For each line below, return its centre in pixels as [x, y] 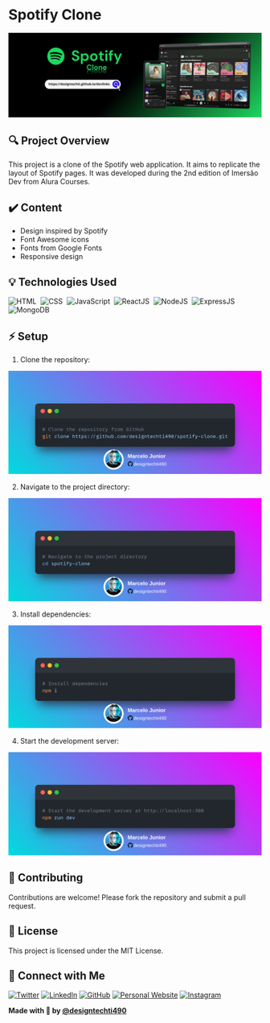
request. [22, 905]
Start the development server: [70, 741]
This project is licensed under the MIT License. [86, 951]
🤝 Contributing [46, 878]
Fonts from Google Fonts [61, 248]
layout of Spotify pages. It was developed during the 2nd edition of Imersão [133, 173]
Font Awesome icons [55, 240]
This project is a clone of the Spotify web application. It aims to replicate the [134, 164]
